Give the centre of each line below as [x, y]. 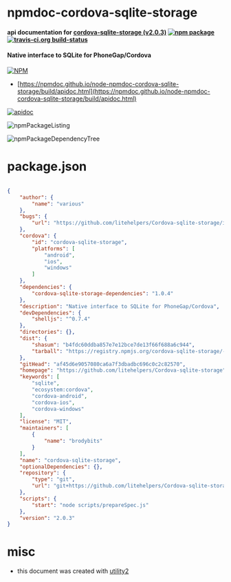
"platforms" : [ [54, 249]
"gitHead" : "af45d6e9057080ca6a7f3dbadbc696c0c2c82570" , [103, 364]
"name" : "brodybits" [73, 441]
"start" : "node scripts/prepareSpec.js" [90, 505]
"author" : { [36, 197]
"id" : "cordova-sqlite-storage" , [80, 242]
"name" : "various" [58, 204]
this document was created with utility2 [73, 571]
